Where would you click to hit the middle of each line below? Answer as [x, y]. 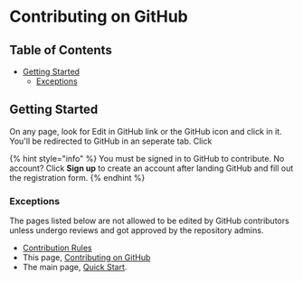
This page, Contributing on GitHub [86, 258]
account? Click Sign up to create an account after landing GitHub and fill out [151, 168]
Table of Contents [61, 50]
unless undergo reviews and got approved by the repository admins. [137, 230]
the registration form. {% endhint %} [77, 177]
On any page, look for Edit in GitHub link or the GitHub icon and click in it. [146, 131]
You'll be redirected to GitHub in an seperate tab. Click [111, 141]
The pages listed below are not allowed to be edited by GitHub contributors [149, 221]
